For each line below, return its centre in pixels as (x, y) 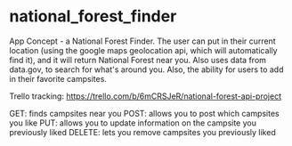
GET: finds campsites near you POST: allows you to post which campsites (144, 113)
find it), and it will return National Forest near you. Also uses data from (138, 60)
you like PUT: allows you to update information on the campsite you (133, 123)
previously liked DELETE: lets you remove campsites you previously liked (142, 132)
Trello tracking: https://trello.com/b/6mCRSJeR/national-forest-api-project (146, 96)
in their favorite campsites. (58, 78)
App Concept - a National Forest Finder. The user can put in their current (142, 41)
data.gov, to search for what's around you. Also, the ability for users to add (146, 69)
